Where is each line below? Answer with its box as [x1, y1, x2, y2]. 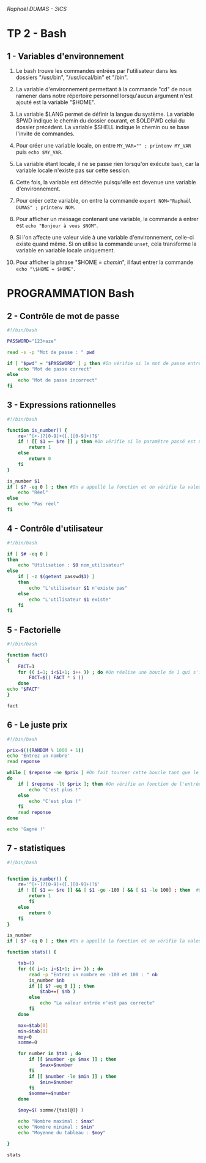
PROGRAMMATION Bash [7, 287, 134, 301]
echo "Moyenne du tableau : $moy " [18, 1129, 106, 1135]
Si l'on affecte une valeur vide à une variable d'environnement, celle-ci [15, 234, 194, 241]
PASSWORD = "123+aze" [7, 338, 57, 344]
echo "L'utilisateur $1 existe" [29, 597, 112, 603]
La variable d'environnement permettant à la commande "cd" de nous [15, 86, 192, 92]
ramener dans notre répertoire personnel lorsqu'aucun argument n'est [15, 92, 193, 99]
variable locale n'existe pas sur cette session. [15, 167, 131, 174]
